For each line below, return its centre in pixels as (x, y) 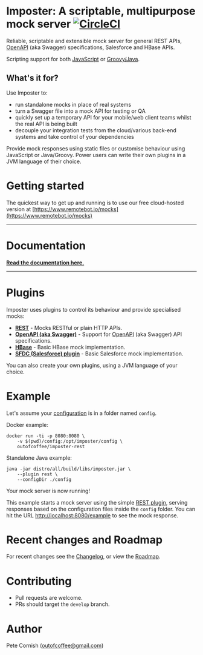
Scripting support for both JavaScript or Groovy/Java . (73, 59)
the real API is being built (46, 124)
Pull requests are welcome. (49, 598)
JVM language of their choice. (44, 161)
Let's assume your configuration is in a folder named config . (82, 413)
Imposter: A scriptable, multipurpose (101, 11)
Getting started (45, 186)
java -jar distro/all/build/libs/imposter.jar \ (69, 469)
